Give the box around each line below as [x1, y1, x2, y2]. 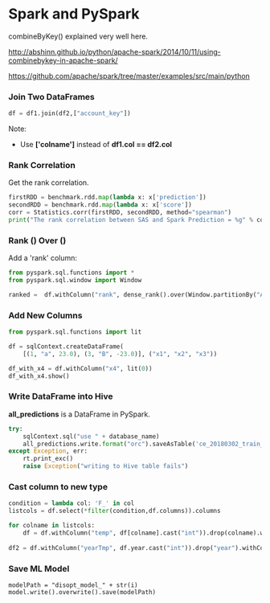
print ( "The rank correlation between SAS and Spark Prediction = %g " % [8, 216, 253, 224]
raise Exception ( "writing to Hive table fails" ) [22, 462, 189, 470]
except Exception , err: [8, 447, 88, 455]
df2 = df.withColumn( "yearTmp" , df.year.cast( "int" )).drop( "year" [8, 544, 235, 552]
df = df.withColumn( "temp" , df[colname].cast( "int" [22, 528, 199, 537]
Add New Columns [8, 310, 83, 321]
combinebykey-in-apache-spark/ [8, 55, 118, 65]
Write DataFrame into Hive [8, 391, 113, 402]
